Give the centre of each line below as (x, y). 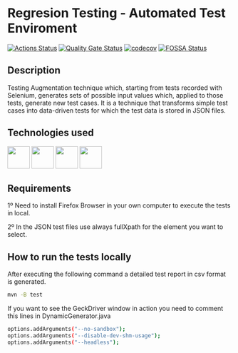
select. (17, 235)
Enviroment (42, 28)
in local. (19, 213)
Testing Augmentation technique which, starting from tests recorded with (115, 88)
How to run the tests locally (69, 257)
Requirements (39, 188)
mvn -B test (25, 295)
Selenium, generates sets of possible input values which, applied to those (115, 95)
